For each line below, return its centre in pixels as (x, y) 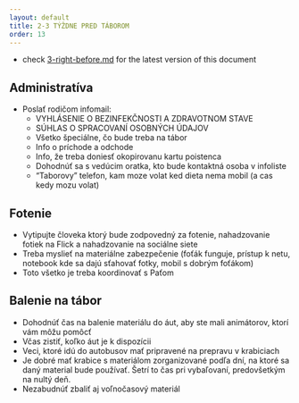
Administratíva (51, 87)
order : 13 (28, 34)
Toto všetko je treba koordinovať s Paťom (98, 273)
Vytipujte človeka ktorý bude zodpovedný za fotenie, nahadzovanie (146, 235)
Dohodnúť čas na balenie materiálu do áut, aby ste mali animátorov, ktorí (155, 322)
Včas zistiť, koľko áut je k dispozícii (87, 341)
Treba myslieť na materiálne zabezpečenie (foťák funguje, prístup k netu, (156, 254)
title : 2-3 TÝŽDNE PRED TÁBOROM (69, 26)
